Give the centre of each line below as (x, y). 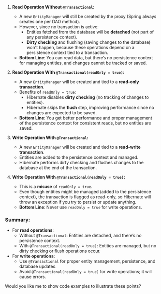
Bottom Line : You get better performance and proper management (86, 118)
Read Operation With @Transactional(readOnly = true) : (68, 72)
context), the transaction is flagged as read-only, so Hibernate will (85, 197)
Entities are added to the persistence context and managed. (79, 157)
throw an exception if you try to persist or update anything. (78, 202)
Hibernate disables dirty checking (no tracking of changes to (88, 97)
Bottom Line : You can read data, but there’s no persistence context (86, 58)
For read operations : (33, 230)
